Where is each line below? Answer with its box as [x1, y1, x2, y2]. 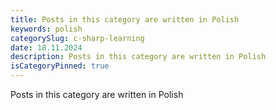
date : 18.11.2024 [10, 42, 83, 53]
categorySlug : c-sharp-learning [10, 33, 145, 43]
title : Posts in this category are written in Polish [10, 14, 240, 25]
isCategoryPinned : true [10, 61, 110, 71]
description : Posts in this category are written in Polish [10, 52, 267, 62]
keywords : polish [10, 24, 83, 34]
